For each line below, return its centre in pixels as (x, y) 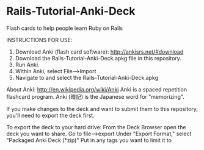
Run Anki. (27, 65)
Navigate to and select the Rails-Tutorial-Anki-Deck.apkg (87, 77)
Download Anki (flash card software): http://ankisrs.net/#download (99, 52)
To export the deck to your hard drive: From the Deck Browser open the (96, 127)
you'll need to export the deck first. (50, 115)
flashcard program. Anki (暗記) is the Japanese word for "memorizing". (96, 96)
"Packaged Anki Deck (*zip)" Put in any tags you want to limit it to (89, 140)
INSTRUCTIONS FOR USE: (39, 40)
